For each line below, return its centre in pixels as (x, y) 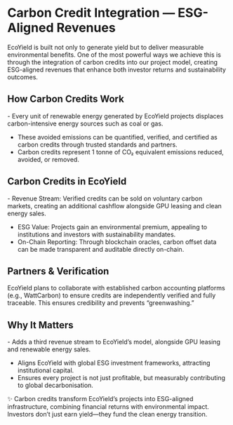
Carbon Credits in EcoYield (67, 181)
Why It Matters (40, 325)
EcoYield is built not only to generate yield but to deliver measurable (106, 47)
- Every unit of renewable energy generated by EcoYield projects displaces (115, 116)
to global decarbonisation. (55, 385)
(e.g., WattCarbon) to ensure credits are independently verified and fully (112, 295)
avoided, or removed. (48, 159)
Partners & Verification (58, 271)
